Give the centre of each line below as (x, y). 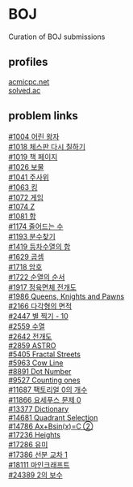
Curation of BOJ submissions (57, 37)
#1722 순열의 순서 (37, 277)
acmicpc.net (29, 81)
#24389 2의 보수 (35, 475)
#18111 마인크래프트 (39, 464)
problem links (44, 116)
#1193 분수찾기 (32, 236)
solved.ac (25, 90)
